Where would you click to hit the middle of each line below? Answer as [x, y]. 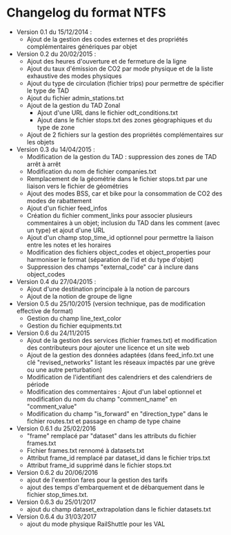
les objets [40, 142]
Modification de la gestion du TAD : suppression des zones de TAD [122, 156]
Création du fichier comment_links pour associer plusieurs [110, 215]
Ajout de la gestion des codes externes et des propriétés [107, 39]
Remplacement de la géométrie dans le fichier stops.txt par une [117, 178]
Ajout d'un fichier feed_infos [67, 208]
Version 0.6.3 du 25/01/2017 [56, 502]
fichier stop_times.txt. [58, 494]
